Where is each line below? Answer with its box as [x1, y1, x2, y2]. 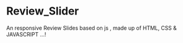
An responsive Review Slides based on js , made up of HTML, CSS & [6, 24, 177, 31]
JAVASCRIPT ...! [6, 30, 47, 38]
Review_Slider [6, 4, 79, 18]
